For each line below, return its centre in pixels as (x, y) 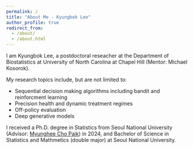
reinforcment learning (41, 97)
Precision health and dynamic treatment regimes (73, 103)
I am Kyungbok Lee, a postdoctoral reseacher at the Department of (88, 56)
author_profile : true (33, 22)
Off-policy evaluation (40, 110)
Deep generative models (45, 116)
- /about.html (29, 39)
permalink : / (22, 11)
